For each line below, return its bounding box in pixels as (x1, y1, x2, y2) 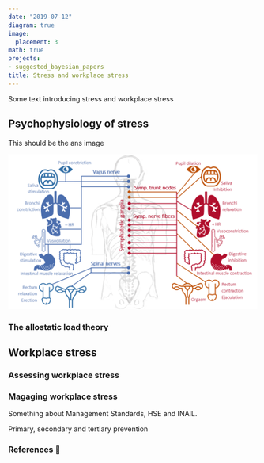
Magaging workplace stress (8, 391, 118, 402)
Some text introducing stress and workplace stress (8, 94, 174, 103)
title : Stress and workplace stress (8, 71, 129, 79)
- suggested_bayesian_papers (8, 63, 104, 71)
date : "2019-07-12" (8, 13, 73, 21)
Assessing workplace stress (8, 369, 120, 381)
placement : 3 (15, 38, 58, 46)
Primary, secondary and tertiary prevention (8, 424, 149, 434)
